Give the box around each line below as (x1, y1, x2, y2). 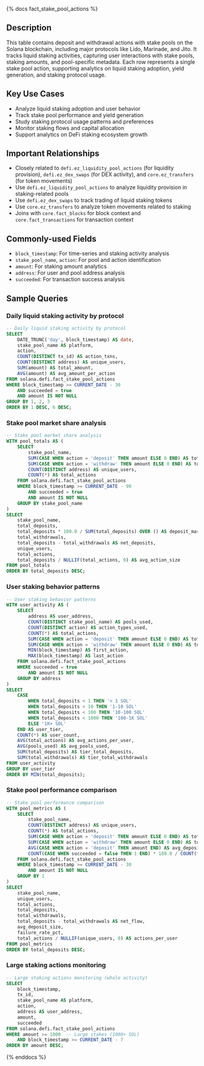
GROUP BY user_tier (6, 766, 56, 772)
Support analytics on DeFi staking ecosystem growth (15, 131, 148, 138)
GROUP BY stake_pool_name (17, 500, 83, 506)
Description (6, 22, 52, 33)
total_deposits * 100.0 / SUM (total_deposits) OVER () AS (17, 529, 167, 535)
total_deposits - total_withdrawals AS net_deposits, (17, 540, 156, 546)
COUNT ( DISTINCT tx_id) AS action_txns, (17, 354, 118, 360)
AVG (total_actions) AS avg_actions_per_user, (17, 738, 135, 744)
